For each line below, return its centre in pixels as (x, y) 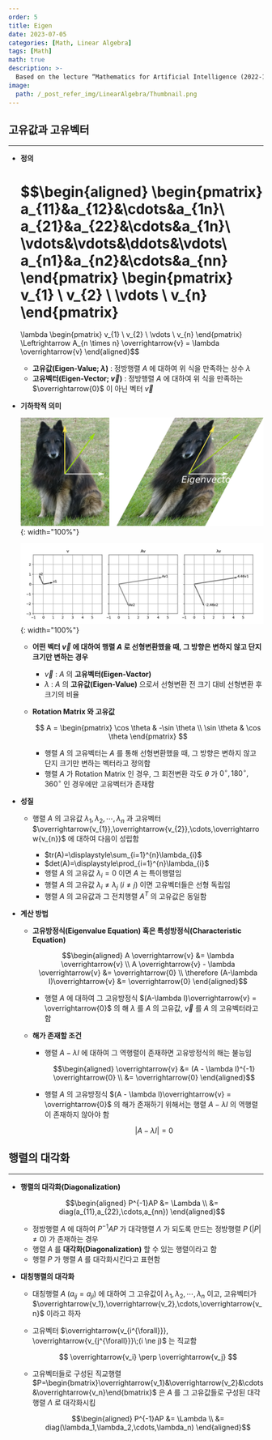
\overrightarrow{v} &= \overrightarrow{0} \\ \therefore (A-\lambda (148, 973)
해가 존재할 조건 (57, 1036)
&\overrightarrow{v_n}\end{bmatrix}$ (94, 1392)
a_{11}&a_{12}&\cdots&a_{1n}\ (122, 209)
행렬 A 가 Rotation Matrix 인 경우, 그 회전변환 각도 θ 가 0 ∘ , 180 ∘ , (147, 773)
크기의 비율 (62, 694)
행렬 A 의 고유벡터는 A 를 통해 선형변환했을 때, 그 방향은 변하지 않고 (150, 752)
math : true (27, 60)
